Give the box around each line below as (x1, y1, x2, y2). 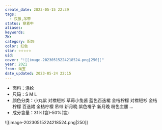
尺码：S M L (12, 91, 37, 97)
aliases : (5, 26, 23, 30)
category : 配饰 (5, 39, 35, 44)
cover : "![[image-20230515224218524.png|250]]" (5, 57, 105, 62)
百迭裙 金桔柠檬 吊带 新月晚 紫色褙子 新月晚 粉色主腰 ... (22, 104, 134, 109)
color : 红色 (5, 44, 28, 49)
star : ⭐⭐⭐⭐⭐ (5, 48, 31, 53)
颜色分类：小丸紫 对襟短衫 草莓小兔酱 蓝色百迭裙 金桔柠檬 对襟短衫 (12, 97, 148, 103)
